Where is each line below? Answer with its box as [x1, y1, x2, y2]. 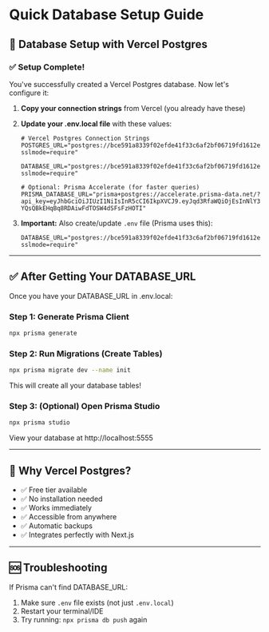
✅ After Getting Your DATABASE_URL [9, 270, 196, 284]
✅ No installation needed [20, 494, 103, 504]
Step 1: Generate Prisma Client [9, 311, 130, 322]
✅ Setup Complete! [9, 62, 85, 73]
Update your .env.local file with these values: [20, 118, 172, 129]
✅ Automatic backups [20, 521, 93, 531]
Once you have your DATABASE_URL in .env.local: [9, 291, 173, 300]
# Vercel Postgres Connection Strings [20, 134, 150, 142]
